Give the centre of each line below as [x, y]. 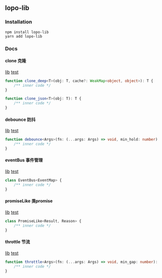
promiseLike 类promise [29, 201]
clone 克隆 [16, 61]
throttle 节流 [18, 242]
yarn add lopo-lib [24, 36]
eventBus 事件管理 [24, 160]
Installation [19, 22]
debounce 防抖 [20, 119]
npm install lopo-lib [27, 32]
